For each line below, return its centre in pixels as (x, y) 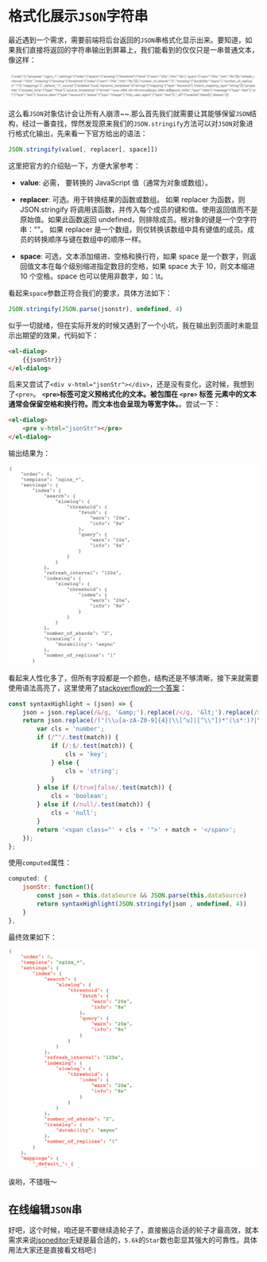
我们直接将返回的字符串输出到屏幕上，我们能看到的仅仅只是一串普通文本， (137, 49)
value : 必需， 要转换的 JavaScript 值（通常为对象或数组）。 (116, 182)
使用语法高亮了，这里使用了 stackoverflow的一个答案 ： (97, 687)
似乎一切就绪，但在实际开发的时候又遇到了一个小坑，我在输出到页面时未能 (130, 325)
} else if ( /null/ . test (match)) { (94, 804)
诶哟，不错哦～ (33, 1182)
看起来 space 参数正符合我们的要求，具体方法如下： (90, 293)
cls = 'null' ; (74, 813)
